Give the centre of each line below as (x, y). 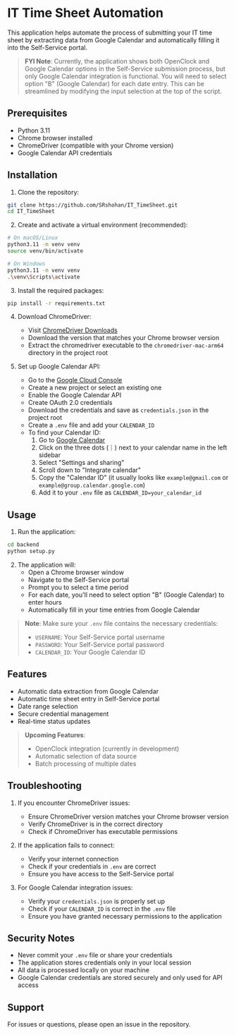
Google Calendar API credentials (65, 152)
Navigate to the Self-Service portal (78, 580)
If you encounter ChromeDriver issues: (74, 803)
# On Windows (26, 264)
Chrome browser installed (55, 138)
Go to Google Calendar (72, 440)
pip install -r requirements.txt (56, 303)
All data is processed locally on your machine (83, 970)
